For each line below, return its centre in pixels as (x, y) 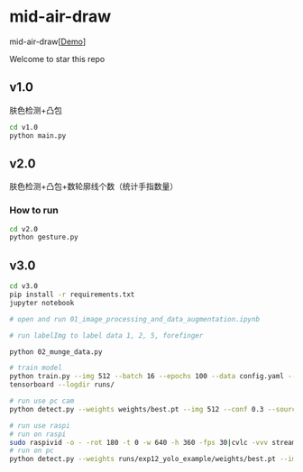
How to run (34, 211)
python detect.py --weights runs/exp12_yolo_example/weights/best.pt (143, 459)
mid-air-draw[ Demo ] (48, 41)
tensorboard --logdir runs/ (62, 385)
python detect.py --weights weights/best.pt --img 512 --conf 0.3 (137, 409)
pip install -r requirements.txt (72, 295)
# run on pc (32, 451)
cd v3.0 (24, 286)
